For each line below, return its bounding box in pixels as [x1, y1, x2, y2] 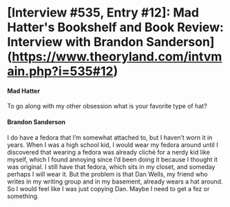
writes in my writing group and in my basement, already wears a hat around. [7, 177, 223, 186]
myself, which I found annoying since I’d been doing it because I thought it [7, 155, 218, 164]
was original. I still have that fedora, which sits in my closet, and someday [7, 162, 216, 170]
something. [7, 192, 39, 200]
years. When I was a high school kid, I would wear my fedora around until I [7, 140, 218, 149]
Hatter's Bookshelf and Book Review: [7, 19, 224, 35]
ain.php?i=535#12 [7, 63, 114, 79]
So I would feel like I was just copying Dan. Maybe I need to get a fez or [7, 184, 210, 193]
